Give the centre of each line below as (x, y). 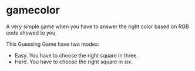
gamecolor (33, 10)
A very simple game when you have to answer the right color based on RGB (97, 26)
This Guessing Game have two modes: (53, 44)
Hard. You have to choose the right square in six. (74, 62)
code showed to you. (31, 32)
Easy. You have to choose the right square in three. (76, 55)
